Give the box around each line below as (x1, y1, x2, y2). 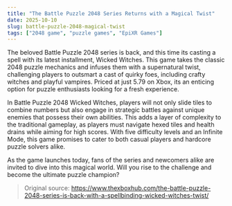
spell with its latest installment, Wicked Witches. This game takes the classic (7, 56, 225, 64)
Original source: (24, 184, 71, 192)
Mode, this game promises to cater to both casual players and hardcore (7, 135, 211, 144)
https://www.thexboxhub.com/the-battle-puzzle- (71, 184, 211, 192)
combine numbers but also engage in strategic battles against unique (7, 106, 205, 114)
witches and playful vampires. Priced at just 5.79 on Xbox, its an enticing (7, 77, 215, 86)
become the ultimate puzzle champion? (7, 171, 120, 179)
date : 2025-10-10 (7, 17, 57, 24)
